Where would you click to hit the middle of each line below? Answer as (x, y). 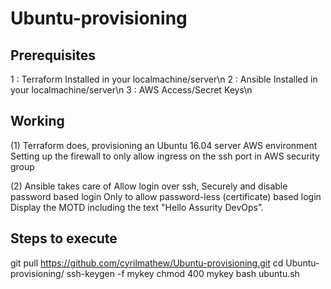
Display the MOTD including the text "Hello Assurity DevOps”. (137, 207)
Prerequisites (53, 55)
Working (37, 121)
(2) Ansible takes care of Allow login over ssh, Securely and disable (149, 186)
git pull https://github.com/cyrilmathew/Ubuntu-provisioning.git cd (147, 263)
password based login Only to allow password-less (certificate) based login (166, 196)
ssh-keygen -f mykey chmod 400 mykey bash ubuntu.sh (183, 273)
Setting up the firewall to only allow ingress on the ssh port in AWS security (165, 156)
